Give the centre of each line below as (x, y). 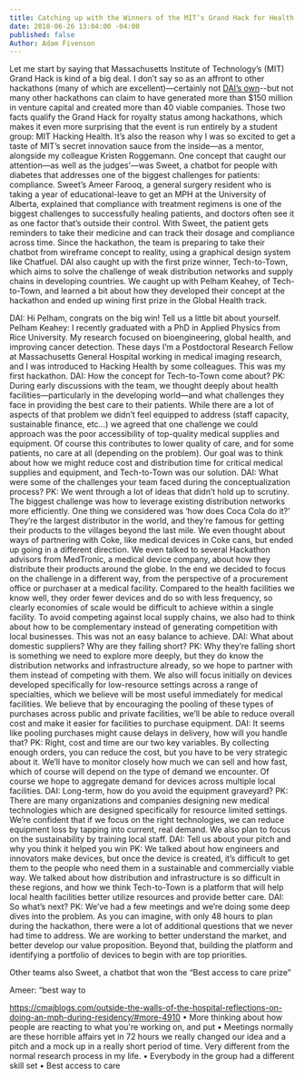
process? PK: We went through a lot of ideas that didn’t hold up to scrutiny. (149, 492)
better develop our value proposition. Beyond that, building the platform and (151, 945)
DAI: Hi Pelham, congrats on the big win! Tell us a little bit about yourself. (145, 318)
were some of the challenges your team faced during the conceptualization (150, 482)
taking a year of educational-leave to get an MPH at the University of (138, 194)
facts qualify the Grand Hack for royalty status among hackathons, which (146, 117)
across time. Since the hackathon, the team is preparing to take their (138, 242)
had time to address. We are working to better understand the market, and (148, 935)
